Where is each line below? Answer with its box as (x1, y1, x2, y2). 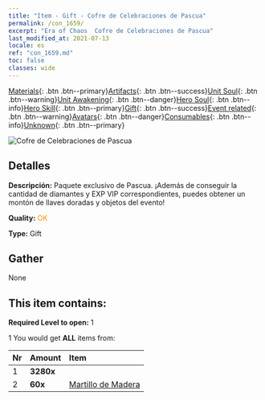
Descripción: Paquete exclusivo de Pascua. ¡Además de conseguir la (8, 180, 238, 190)
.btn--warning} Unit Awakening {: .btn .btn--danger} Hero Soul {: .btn (8, 94, 230, 104)
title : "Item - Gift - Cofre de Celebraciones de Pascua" (8, 11, 206, 20)
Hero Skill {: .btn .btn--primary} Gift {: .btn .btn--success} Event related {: (23, 103, 257, 112)
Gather (8, 251, 44, 265)
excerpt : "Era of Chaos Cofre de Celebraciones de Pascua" (8, 27, 214, 35)
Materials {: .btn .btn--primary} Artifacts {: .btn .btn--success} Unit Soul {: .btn (8, 86, 259, 96)
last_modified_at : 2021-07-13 (8, 34, 110, 43)
